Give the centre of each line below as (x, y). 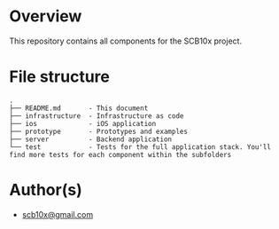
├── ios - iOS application (83, 123)
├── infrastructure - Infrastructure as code (97, 116)
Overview (46, 16)
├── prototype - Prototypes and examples (99, 131)
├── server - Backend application (91, 139)
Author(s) (46, 190)
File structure (60, 77)
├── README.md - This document (79, 108)
